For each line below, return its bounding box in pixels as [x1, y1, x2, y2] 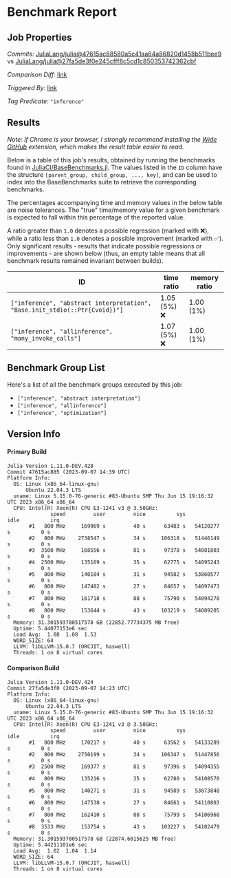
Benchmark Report [7, 4, 117, 20]
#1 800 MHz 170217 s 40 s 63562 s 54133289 [28, 739, 220, 747]
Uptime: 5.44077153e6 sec [13, 625, 88, 632]
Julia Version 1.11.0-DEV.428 [7, 462, 94, 470]
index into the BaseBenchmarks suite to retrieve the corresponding [7, 178, 197, 186]
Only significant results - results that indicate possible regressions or [7, 242, 202, 250]
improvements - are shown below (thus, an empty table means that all [7, 249, 205, 257]
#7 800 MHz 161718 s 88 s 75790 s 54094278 [28, 595, 220, 602]
